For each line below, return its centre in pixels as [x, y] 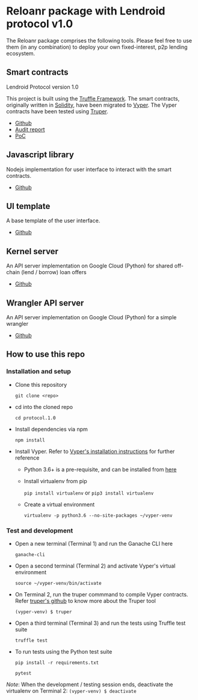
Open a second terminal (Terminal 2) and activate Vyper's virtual [95, 566]
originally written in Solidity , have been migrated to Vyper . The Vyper [92, 105]
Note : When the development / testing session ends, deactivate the [90, 684]
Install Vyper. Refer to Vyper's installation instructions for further [95, 451]
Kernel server [32, 251]
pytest [23, 673]
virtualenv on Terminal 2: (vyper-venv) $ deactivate [71, 690]
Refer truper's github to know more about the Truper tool [85, 601]
